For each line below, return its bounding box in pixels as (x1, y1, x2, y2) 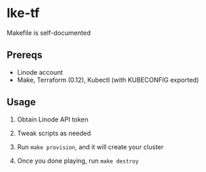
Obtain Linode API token (16, 115, 88, 124)
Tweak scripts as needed (16, 129, 91, 137)
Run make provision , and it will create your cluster (16, 142, 164, 151)
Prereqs (6, 49, 43, 61)
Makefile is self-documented (6, 28, 91, 37)
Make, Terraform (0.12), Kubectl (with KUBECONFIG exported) (16, 75, 200, 84)
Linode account (16, 68, 63, 76)
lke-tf (6, 5, 40, 21)
